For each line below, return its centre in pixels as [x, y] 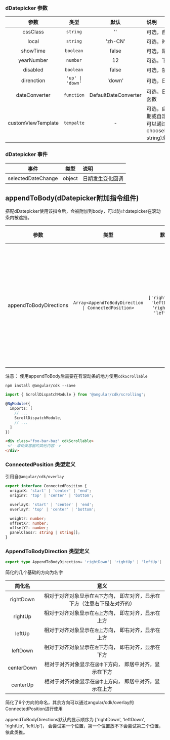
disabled [33, 70]
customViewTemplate [33, 123]
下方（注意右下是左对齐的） [102, 604]
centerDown [22, 668]
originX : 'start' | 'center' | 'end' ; [51, 491]
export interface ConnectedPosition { [46, 486]
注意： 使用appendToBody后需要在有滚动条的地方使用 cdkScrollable [76, 376]
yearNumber [33, 60]
